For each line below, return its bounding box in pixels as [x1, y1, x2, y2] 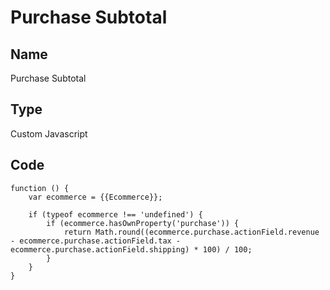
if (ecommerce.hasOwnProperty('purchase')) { [46, 218, 240, 228]
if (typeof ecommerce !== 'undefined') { [28, 209, 203, 220]
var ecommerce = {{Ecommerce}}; [28, 192, 163, 202]
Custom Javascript [10, 127, 88, 140]
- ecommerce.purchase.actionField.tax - [10, 236, 182, 246]
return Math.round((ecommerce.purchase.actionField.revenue [63, 227, 320, 237]
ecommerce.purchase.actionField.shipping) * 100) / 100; [10, 244, 253, 255]
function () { [10, 183, 70, 193]
